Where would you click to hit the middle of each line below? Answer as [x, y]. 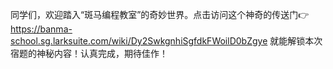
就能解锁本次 [296, 41]
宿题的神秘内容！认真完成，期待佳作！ [89, 53]
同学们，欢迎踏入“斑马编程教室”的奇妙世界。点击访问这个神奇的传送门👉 [160, 14]
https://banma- [41, 29]
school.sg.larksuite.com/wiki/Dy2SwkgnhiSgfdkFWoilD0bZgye [139, 41]
